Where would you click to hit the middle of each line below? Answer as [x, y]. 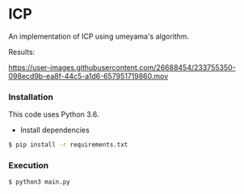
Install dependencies [55, 130]
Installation [31, 97]
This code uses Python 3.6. [54, 114]
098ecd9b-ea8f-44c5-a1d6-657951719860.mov [88, 76]
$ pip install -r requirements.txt [68, 145]
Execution [29, 166]
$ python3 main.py [39, 182]
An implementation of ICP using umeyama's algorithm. [99, 36]
